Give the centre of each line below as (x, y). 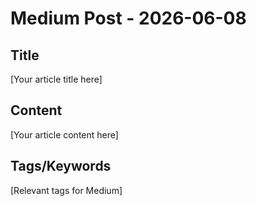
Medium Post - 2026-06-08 (128, 18)
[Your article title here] (56, 79)
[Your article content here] (64, 134)
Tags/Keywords (61, 166)
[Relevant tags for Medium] (66, 190)
